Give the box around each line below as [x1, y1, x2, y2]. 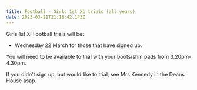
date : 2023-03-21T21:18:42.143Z [6, 14, 85, 20]
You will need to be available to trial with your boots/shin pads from [6, 53, 169, 60]
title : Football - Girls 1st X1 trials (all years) [6, 8, 135, 15]
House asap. [6, 77, 37, 84]
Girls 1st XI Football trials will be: [6, 30, 84, 37]
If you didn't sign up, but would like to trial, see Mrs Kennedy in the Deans [6, 71, 185, 78]
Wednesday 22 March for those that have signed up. [14, 42, 142, 49]
